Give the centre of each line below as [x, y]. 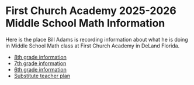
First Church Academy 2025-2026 [91, 11]
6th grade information [40, 69]
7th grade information [40, 63]
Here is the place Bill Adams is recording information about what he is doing [97, 39]
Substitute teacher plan [42, 76]
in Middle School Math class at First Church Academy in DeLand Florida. [93, 46]
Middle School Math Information [85, 23]
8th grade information [40, 57]
